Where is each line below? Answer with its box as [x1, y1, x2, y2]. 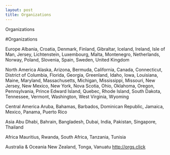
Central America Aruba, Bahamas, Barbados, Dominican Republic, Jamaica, [5, 103, 164, 109]
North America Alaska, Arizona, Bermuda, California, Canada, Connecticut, [5, 67, 162, 73]
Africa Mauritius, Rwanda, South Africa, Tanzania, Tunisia [5, 134, 126, 140]
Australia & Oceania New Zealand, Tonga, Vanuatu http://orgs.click [5, 143, 145, 150]
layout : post [5, 7, 33, 13]
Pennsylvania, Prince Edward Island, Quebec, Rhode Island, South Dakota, [5, 88, 162, 94]
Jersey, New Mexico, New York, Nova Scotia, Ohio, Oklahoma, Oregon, [5, 82, 155, 89]
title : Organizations [5, 12, 52, 17]
